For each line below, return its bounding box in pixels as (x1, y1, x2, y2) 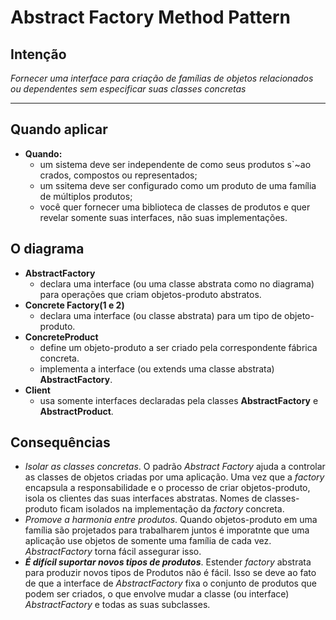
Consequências (10, 434, 111, 451)
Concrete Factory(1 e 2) (24, 299, 125, 311)
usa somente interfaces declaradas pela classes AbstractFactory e (39, 394, 319, 406)
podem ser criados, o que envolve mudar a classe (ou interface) (24, 588, 290, 600)
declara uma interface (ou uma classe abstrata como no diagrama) (39, 277, 315, 290)
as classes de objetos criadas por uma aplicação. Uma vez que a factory (24, 471, 325, 483)
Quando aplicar (10, 121, 108, 138)
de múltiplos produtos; (39, 190, 133, 202)
